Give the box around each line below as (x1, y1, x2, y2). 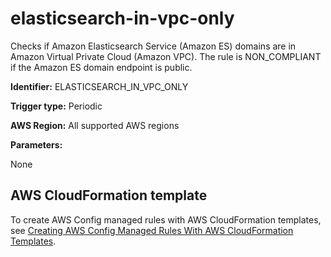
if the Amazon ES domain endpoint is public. (10, 61, 193, 73)
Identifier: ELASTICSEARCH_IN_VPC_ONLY (10, 80, 189, 92)
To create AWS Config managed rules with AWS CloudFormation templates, (10, 213, 322, 226)
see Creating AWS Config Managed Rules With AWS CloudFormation (10, 224, 294, 236)
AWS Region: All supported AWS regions (10, 119, 180, 131)
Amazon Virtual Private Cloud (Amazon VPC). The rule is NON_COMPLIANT (10, 50, 322, 62)
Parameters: (10, 138, 63, 151)
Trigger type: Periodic (10, 100, 103, 112)
